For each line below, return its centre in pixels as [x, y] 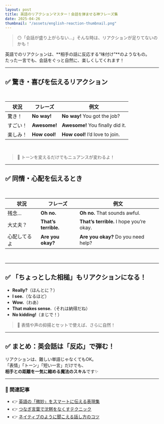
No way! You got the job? [91, 116]
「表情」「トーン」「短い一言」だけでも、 [46, 365]
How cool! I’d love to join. [91, 134]
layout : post [18, 10]
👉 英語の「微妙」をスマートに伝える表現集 [56, 401]
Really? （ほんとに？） [35, 290]
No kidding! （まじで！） [37, 314]
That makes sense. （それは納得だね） [51, 308]
